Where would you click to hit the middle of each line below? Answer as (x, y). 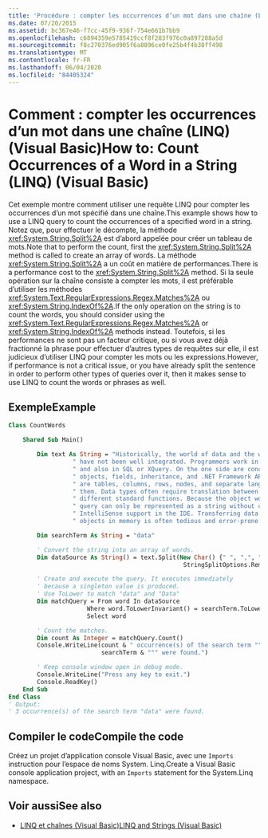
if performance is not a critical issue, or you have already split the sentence (132, 365)
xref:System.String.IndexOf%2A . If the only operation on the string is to (124, 306)
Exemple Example (52, 407)
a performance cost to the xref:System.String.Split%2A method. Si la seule (131, 272)
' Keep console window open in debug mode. (110, 667)
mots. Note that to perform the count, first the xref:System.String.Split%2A (130, 246)
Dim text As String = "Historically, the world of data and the (146, 454)
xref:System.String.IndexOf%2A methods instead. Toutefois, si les (117, 331)
